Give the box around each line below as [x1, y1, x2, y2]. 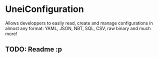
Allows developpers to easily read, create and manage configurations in [5, 20, 153, 26]
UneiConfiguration [5, 3, 84, 15]
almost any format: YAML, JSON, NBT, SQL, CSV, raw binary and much [5, 25, 151, 31]
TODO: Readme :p [5, 45, 62, 53]
